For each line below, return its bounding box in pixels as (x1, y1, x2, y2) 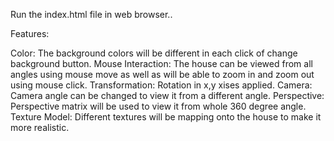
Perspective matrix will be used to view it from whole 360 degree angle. (10, 100, 307, 112)
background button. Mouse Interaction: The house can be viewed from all (10, 58, 313, 69)
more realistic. (10, 122, 70, 133)
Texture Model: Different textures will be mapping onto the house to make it (10, 111, 322, 123)
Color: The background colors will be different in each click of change (10, 47, 298, 59)
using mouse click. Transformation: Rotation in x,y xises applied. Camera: (10, 79, 313, 91)
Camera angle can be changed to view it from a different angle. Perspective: (10, 90, 325, 101)
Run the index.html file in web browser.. (10, 9, 173, 20)
